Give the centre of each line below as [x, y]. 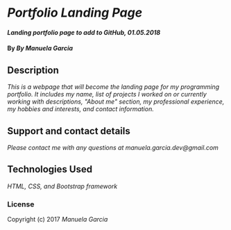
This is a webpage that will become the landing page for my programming [113, 87]
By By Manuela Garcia [40, 48]
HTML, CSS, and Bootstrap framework [62, 186]
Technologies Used [50, 169]
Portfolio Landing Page [75, 13]
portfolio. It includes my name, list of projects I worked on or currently [107, 95]
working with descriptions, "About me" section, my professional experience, [116, 101]
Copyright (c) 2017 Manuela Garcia [58, 220]
